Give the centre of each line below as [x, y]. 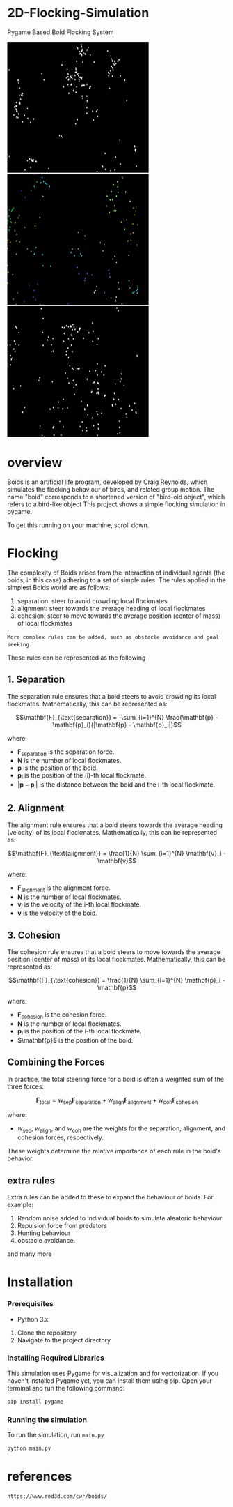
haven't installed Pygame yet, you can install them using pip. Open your [110, 1380]
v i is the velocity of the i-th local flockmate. [79, 905]
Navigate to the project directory [64, 1340]
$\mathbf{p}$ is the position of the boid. [75, 1040]
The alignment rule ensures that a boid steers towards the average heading [115, 825]
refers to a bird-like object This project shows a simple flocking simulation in [116, 504]
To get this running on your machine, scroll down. [78, 525]
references [40, 1477]
